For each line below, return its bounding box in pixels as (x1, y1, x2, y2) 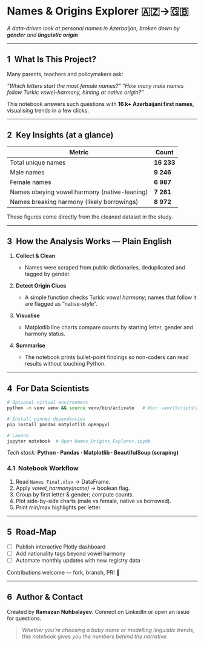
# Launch (7, 432, 29, 438)
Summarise (15, 342, 46, 349)
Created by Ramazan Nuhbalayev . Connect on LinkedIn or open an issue (7, 608, 190, 615)
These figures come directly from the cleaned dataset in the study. (7, 213, 173, 220)
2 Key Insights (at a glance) (7, 130, 114, 140)
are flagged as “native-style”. (24, 300, 97, 308)
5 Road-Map (7, 527, 57, 537)
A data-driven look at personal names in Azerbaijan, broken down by (7, 24, 180, 31)
